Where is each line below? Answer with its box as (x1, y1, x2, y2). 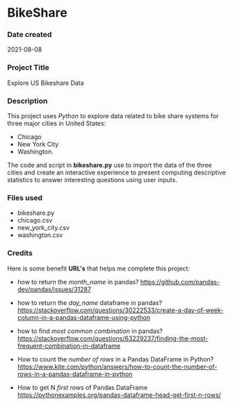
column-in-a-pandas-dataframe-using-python (17, 313, 151, 321)
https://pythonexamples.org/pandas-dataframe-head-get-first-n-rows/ (17, 391, 221, 399)
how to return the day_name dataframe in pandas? (17, 298, 162, 307)
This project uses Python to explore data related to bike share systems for (7, 112, 219, 120)
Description (7, 96, 48, 106)
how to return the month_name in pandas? (17, 277, 139, 286)
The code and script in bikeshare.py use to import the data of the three (7, 161, 212, 170)
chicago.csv (17, 216, 53, 225)
